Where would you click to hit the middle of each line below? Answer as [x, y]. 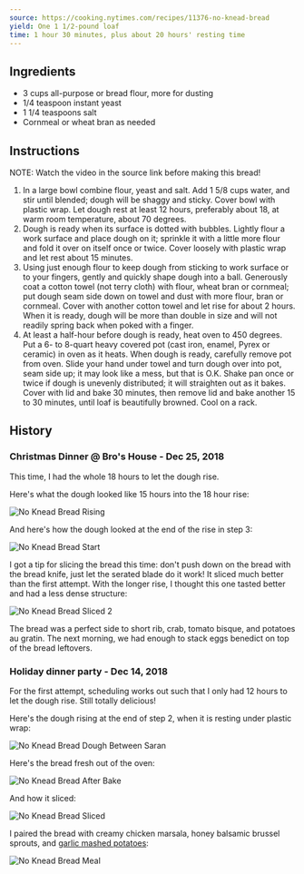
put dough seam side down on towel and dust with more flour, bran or [153, 296]
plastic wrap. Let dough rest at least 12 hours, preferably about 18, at [151, 209]
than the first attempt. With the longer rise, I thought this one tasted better [147, 584]
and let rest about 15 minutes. [78, 258]
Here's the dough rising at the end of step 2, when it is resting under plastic [151, 718]
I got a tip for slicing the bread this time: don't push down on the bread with [150, 565]
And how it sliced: [43, 798]
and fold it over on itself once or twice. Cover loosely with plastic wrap [154, 248]
